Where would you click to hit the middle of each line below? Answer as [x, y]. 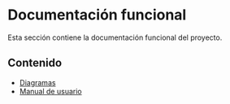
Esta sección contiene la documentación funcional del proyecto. [115, 37]
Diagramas [37, 82]
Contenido [35, 63]
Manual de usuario [50, 91]
